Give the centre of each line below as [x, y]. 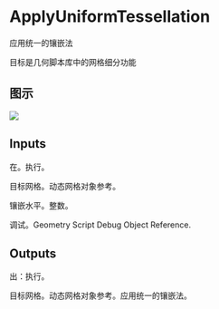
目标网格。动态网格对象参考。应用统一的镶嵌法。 [100, 295]
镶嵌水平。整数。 [41, 205]
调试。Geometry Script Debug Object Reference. [100, 225]
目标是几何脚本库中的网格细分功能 [73, 62]
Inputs [28, 144]
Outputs [33, 253]
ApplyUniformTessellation [110, 17]
